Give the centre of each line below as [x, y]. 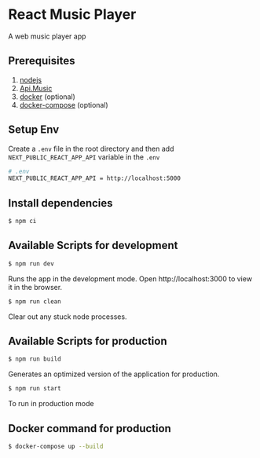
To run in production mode [51, 404]
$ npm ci [22, 222]
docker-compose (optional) [64, 104]
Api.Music [36, 88]
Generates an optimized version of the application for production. [114, 374]
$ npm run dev [31, 264]
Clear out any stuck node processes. [68, 317]
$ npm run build [35, 359]
